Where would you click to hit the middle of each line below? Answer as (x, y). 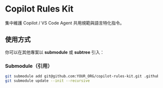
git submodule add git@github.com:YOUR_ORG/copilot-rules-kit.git (73, 76)
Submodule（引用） (29, 66)
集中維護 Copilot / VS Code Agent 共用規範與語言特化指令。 (65, 23)
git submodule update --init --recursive (48, 81)
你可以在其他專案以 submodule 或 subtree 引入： (55, 52)
